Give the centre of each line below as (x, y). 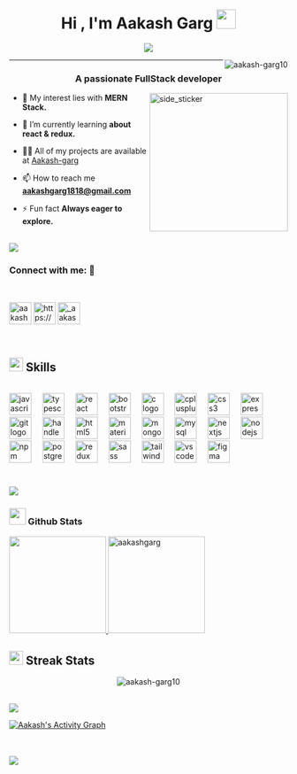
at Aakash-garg (50, 160)
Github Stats (55, 522)
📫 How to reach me (58, 178)
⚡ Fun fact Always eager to (72, 209)
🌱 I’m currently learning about (76, 125)
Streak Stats (60, 660)
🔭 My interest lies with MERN (75, 98)
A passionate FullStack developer (148, 78)
